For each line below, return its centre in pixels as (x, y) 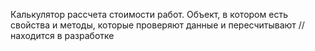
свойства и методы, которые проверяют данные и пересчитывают (153, 25)
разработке (89, 35)
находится (32, 35)
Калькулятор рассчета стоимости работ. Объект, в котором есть (149, 14)
